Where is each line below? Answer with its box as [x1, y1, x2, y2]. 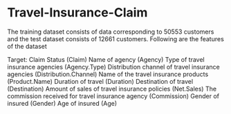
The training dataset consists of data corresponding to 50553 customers [7, 27, 214, 36]
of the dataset [7, 42, 47, 50]
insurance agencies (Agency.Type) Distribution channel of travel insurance [7, 62, 220, 71]
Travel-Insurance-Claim [7, 5, 148, 21]
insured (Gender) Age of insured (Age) [7, 99, 118, 107]
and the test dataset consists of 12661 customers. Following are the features [7, 34, 225, 43]
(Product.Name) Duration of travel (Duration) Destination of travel [7, 77, 194, 85]
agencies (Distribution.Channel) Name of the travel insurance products [7, 70, 209, 78]
